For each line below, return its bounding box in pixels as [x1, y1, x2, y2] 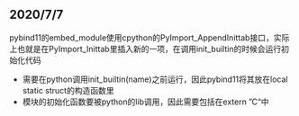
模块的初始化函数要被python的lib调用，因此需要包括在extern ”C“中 [22, 96, 269, 107]
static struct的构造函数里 [22, 85, 114, 95]
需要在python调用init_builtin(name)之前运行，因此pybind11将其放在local [22, 74, 288, 85]
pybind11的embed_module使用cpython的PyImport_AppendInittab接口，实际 [9, 31, 290, 43]
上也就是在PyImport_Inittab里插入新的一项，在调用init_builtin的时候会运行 [9, 43, 282, 54]
